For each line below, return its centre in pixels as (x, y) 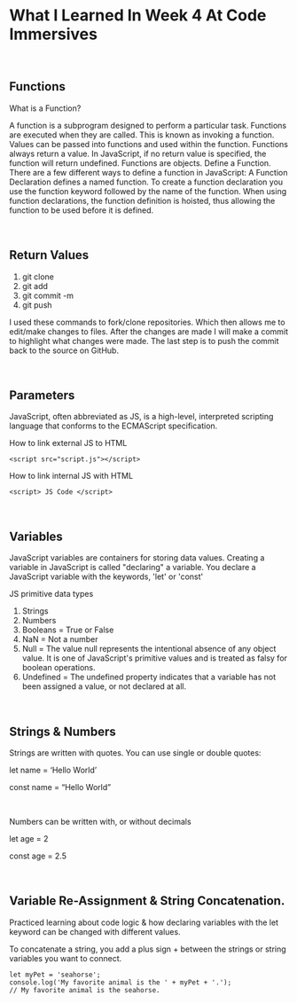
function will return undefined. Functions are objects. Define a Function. (141, 163)
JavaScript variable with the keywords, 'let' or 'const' (106, 576)
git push (37, 305)
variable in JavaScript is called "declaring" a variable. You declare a (133, 568)
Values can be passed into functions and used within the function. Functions (148, 144)
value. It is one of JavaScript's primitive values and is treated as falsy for (155, 658)
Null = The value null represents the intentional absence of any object (149, 649)
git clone (38, 277)
